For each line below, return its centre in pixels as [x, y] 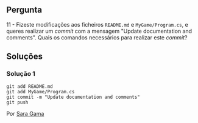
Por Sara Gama [25, 113]
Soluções [24, 57]
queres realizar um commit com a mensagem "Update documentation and [99, 31]
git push [17, 102]
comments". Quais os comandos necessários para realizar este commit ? [97, 37]
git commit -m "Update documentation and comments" [73, 97]
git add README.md [30, 86]
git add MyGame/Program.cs [41, 91]
